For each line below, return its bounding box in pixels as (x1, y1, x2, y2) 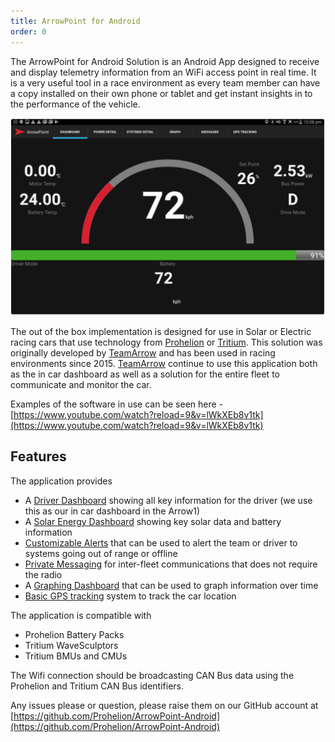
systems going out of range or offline (24, 547, 178, 559)
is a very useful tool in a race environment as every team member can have (10, 76, 321, 89)
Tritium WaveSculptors (24, 639, 119, 651)
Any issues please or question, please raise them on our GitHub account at (10, 699, 319, 711)
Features (10, 448, 67, 465)
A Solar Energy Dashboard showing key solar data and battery (24, 515, 282, 527)
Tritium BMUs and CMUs (24, 650, 128, 662)
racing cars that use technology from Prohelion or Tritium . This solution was (10, 336, 323, 348)
